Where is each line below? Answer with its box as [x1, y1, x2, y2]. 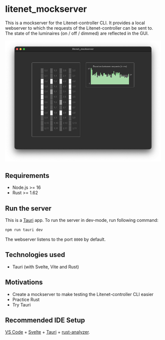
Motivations [5, 278, 43, 287]
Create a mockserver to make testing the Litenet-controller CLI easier [12, 291, 154, 297]
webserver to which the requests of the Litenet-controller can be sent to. [5, 25, 153, 31]
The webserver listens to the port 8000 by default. [5, 236, 106, 242]
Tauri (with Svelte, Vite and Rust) [12, 263, 79, 270]
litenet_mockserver [5, 3, 87, 15]
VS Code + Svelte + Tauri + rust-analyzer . [5, 329, 90, 335]
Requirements [5, 171, 49, 180]
